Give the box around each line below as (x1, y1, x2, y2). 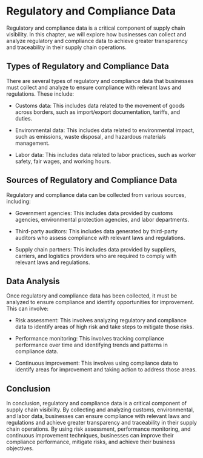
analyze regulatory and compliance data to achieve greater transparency (6, 37, 188, 44)
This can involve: (6, 305, 48, 313)
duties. (15, 114, 33, 122)
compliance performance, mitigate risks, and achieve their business (6, 438, 176, 446)
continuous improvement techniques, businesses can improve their (6, 432, 174, 439)
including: (6, 197, 32, 205)
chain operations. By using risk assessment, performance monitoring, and (6, 425, 191, 433)
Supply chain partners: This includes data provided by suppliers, (15, 245, 177, 253)
